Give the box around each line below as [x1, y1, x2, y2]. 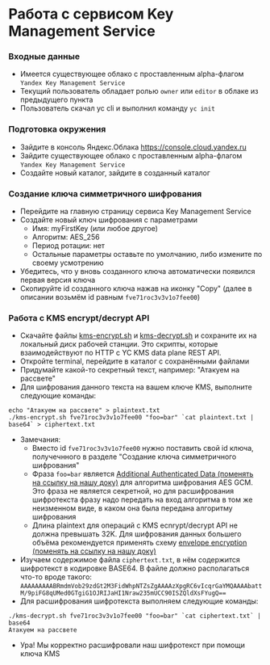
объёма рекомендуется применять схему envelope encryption [31, 538, 247, 548]
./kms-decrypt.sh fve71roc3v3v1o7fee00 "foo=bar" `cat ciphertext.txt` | [8, 612, 262, 621]
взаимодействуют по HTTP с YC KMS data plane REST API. [19, 348, 222, 358]
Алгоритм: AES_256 [31, 232, 100, 242]
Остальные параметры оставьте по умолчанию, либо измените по [31, 250, 263, 259]
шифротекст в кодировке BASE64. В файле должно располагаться [19, 563, 250, 574]
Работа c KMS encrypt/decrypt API [8, 313, 150, 323]
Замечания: [19, 435, 61, 444]
